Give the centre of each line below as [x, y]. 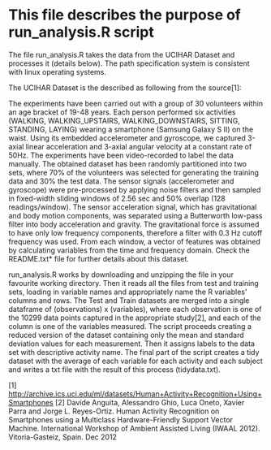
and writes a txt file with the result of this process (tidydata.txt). [114, 369]
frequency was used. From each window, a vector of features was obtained [135, 241]
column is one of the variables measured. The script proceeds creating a [130, 326]
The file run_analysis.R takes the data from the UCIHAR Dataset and [122, 54]
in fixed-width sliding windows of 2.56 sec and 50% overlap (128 [117, 198]
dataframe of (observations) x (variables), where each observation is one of [135, 309]
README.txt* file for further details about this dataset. [99, 258]
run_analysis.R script [81, 32]
